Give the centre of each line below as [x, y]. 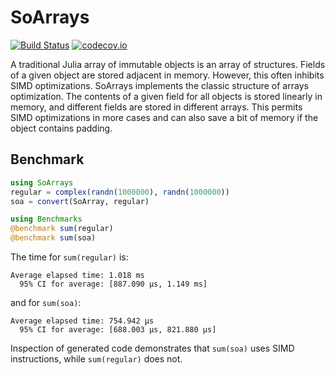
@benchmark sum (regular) [62, 229]
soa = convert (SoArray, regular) [80, 201]
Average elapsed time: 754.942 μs [82, 321]
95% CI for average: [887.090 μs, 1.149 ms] [113, 284]
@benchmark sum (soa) [53, 238]
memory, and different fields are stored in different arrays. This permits [156, 107]
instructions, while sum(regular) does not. [96, 359]
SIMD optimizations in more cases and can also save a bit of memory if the [164, 117]
